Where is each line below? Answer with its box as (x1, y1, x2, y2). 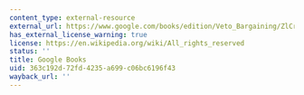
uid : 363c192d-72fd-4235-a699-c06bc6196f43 (9, 64, 176, 73)
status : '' (9, 47, 51, 56)
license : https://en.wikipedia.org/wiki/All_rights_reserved (9, 38, 245, 48)
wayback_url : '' (9, 72, 71, 81)
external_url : (9, 22, 63, 31)
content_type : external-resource (9, 13, 136, 23)
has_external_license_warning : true (9, 30, 147, 39)
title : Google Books (9, 55, 88, 64)
